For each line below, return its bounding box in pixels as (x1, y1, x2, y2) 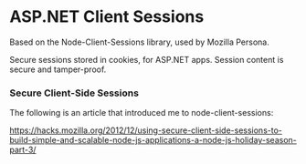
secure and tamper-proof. (9, 64, 107, 75)
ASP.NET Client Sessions (9, 6, 205, 27)
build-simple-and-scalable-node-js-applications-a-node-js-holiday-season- (9, 135, 297, 146)
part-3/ (9, 144, 37, 156)
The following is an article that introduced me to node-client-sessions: (9, 108, 274, 118)
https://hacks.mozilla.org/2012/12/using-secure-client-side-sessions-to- (9, 125, 283, 136)
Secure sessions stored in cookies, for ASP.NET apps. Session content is (9, 54, 284, 65)
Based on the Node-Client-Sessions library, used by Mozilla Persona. (9, 36, 269, 47)
